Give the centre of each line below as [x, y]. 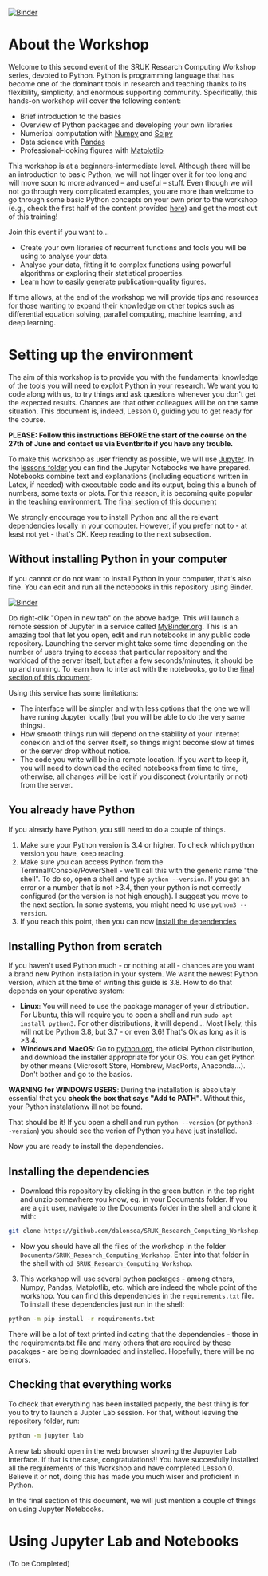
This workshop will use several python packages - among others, [127, 1279]
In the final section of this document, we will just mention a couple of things [132, 1500]
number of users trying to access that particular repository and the [118, 652]
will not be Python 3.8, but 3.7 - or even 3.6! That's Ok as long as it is [133, 1032]
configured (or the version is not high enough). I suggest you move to [134, 896]
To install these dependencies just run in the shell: [102, 1304]
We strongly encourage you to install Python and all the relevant [113, 517]
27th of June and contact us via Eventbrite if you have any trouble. [121, 443]
